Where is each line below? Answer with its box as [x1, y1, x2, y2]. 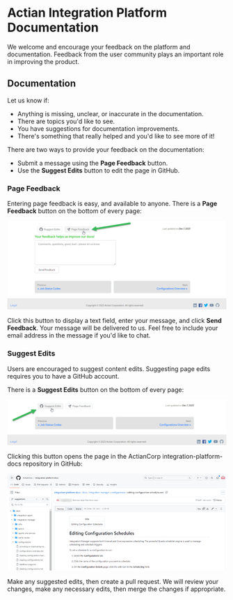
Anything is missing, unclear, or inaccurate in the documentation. [17, 109, 204, 118]
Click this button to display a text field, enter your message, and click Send [7, 317, 223, 325]
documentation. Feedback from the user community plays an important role [7, 50, 224, 58]
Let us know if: [7, 96, 50, 104]
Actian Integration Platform [7, 5, 168, 21]
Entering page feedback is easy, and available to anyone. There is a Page [7, 200, 218, 208]
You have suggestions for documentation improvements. [17, 124, 179, 133]
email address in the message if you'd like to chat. [7, 331, 151, 340]
